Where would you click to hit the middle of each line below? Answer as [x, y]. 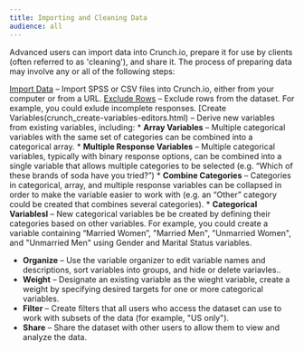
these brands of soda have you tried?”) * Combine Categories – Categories [150, 175]
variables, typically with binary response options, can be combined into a [146, 156]
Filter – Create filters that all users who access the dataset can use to [152, 308]
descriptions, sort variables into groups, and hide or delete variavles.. [152, 270]
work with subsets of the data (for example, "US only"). [125, 318]
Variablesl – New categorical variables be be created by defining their [140, 213]
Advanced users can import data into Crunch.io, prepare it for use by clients [151, 52]
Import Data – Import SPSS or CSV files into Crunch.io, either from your [142, 89]
